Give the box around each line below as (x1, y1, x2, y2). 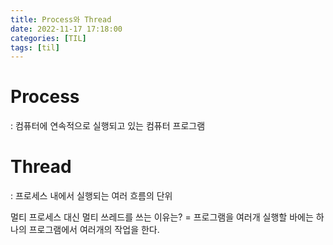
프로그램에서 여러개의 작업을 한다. (28, 224, 160, 236)
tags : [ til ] (10, 42, 60, 53)
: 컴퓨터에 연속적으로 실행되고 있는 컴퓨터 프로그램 (10, 120, 206, 132)
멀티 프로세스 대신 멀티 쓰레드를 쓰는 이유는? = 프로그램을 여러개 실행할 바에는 (10, 211, 314, 223)
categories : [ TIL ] (10, 33, 87, 43)
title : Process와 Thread (10, 14, 112, 25)
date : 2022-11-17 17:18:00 (10, 24, 123, 34)
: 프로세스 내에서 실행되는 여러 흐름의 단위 (10, 190, 173, 202)
